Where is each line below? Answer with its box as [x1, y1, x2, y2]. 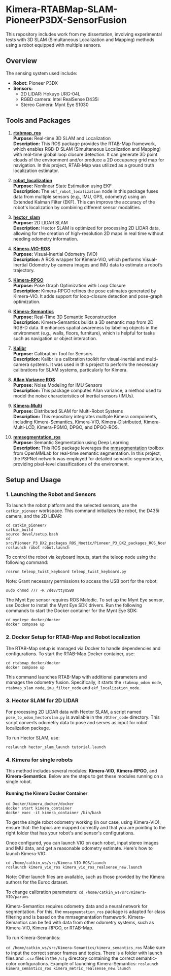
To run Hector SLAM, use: [6, 734, 60, 741]
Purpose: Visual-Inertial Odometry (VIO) [13, 251, 98, 257]
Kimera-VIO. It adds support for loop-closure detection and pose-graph [13, 293, 163, 299]
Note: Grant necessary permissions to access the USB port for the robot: [6, 578, 158, 584]
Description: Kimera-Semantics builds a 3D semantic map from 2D [13, 319, 154, 325]
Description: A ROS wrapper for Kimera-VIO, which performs [13, 256, 142, 262]
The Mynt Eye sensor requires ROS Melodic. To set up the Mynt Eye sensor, [6, 597, 164, 603]
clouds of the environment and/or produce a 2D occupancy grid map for [13, 156, 164, 163]
